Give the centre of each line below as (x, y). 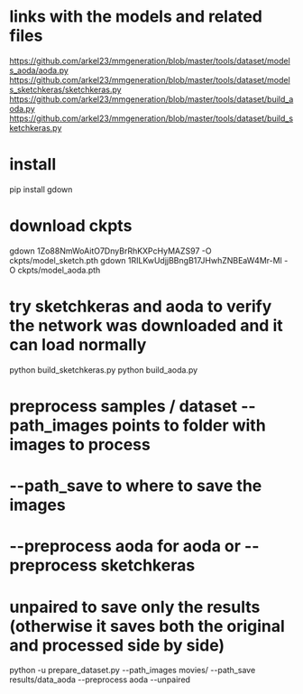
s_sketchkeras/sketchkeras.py (65, 89)
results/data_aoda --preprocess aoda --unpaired (100, 680)
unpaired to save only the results (135, 607)
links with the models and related (136, 17)
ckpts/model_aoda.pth (59, 270)
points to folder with (188, 425)
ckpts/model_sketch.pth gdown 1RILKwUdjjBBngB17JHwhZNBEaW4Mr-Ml (146, 260)
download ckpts (71, 226)
